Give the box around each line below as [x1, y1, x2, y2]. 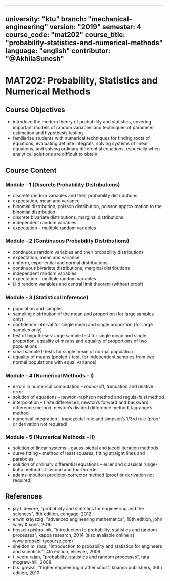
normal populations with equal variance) [12, 359, 97, 365]
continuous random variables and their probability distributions [12, 249, 144, 255]
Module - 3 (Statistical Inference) [5, 294, 89, 301]
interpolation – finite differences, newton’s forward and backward [12, 399, 149, 405]
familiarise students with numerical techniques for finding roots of [12, 135, 150, 141]
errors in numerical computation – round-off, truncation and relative [12, 383, 153, 389]
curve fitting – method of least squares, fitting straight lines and [12, 450, 145, 456]
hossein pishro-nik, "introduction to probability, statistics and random [12, 527, 157, 533]
